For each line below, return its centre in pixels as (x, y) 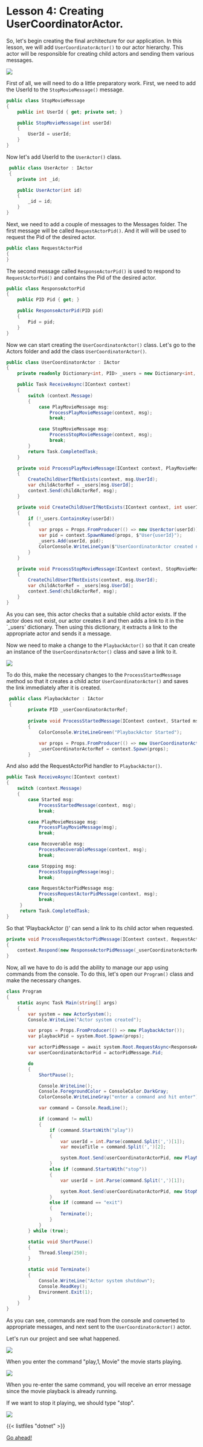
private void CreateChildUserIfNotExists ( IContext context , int (100, 507)
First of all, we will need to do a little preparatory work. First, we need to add (101, 83)
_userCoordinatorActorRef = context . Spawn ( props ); (104, 749)
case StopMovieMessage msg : (74, 429)
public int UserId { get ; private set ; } (70, 112)
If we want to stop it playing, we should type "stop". (70, 1403)
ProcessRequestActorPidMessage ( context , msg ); (98, 894)
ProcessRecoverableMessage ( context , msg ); (93, 850)
